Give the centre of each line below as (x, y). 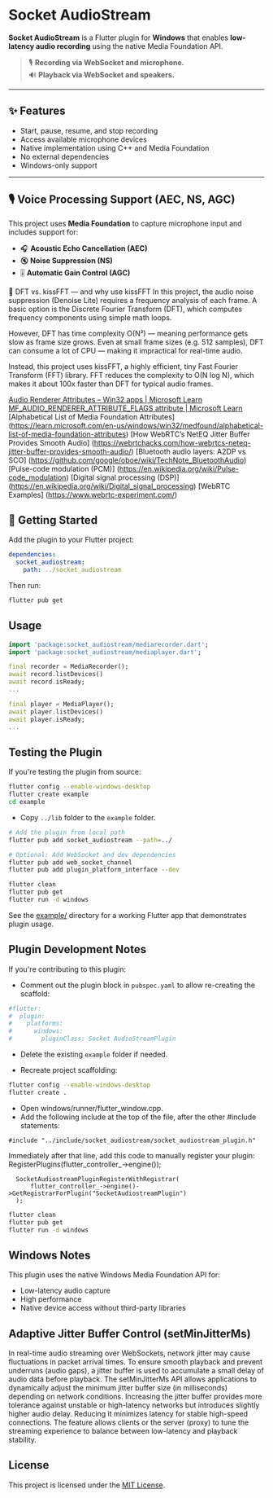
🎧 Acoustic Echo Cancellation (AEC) (84, 248)
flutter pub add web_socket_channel (70, 862)
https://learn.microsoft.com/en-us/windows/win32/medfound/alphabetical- (137, 425)
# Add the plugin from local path (67, 832)
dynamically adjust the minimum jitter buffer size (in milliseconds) (118, 1388)
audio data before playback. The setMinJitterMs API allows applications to (133, 1379)
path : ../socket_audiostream (72, 570)
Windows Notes (50, 1255)
